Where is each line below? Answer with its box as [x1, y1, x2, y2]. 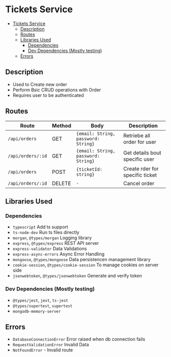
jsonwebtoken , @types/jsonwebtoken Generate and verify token [12, 273, 142, 279]
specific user [123, 156, 155, 163]
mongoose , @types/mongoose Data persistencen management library [12, 257, 151, 263]
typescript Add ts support [12, 224, 69, 230]
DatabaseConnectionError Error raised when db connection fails [12, 336, 146, 342]
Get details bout [123, 149, 161, 156]
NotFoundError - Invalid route [12, 347, 73, 353]
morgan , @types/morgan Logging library [12, 235, 92, 241]
